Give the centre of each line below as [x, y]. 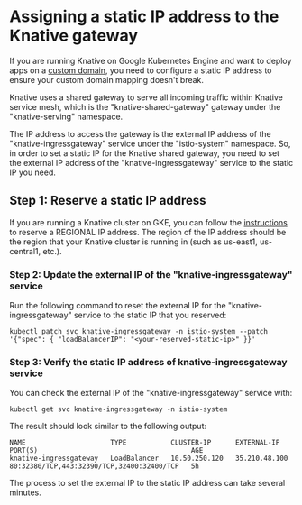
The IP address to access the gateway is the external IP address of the [141, 133]
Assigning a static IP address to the [144, 17]
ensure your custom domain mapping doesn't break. [107, 79]
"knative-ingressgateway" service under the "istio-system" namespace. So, [150, 143]
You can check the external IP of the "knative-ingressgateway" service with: [151, 393]
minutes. [26, 492]
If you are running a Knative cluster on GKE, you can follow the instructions [149, 222]
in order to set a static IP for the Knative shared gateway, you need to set [145, 153]
